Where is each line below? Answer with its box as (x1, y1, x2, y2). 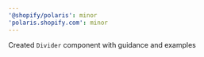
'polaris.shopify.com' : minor (8, 19, 109, 27)
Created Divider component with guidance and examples (8, 40, 196, 49)
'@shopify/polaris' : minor (8, 11, 98, 20)
